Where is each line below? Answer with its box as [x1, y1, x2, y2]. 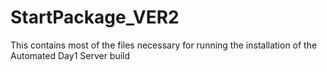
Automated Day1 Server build [10, 49, 131, 61]
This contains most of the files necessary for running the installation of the [10, 39, 318, 51]
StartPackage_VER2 [10, 6, 180, 29]
